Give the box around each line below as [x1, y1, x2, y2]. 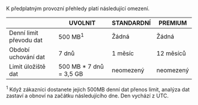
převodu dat [9, 36, 43, 44]
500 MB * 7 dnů [58, 63, 104, 70]
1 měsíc [111, 49, 134, 57]
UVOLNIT [68, 19, 96, 27]
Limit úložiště [9, 63, 46, 70]
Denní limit [9, 29, 38, 37]
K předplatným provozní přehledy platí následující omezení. [6, 5, 150, 12]
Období [9, 46, 30, 53]
